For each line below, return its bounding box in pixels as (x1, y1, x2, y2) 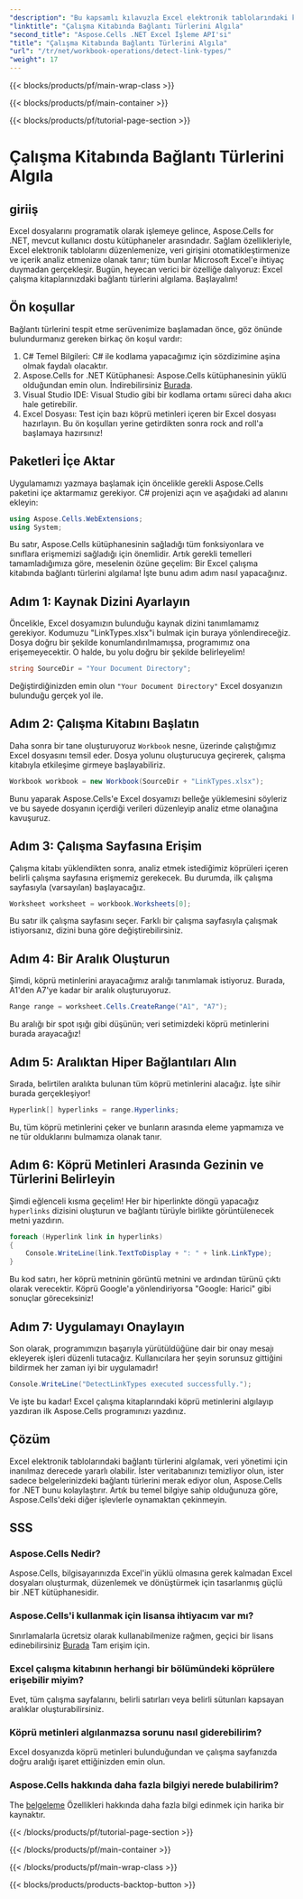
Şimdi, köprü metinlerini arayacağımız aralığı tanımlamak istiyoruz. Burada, (9, 975, 286, 986)
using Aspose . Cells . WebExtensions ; (9, 514, 143, 524)
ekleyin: (9, 497, 39, 507)
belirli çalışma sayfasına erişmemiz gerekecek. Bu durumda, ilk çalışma (9, 872, 273, 883)
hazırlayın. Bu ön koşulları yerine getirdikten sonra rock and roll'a (22, 417, 264, 429)
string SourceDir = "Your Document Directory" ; (9, 665, 192, 674)
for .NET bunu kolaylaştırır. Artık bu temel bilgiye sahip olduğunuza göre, (9, 1485, 279, 1495)
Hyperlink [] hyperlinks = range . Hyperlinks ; (9, 1105, 179, 1114)
